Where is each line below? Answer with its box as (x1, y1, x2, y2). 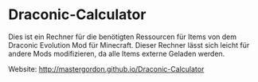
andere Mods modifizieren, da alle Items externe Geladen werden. (8, 49, 225, 58)
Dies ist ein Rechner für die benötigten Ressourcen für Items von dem (8, 32, 237, 41)
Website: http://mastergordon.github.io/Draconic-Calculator (8, 64, 205, 73)
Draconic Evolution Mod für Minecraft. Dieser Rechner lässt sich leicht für (8, 40, 250, 49)
